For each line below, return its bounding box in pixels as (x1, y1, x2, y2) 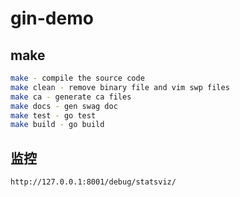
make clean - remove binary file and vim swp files (10, 82, 230, 92)
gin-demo (10, 7, 94, 30)
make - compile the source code (10, 73, 145, 83)
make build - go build (10, 120, 105, 130)
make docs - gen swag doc (10, 101, 118, 111)
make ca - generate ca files (10, 92, 132, 102)
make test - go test (10, 110, 97, 121)
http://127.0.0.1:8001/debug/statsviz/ (10, 177, 177, 187)
